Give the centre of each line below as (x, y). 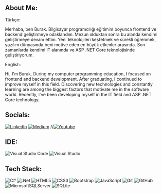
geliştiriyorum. (19, 55)
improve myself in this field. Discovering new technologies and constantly (79, 84)
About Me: (21, 8)
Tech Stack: (24, 169)
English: (13, 64)
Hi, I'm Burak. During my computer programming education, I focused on (78, 74)
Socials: (18, 115)
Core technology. (22, 100)
